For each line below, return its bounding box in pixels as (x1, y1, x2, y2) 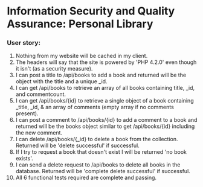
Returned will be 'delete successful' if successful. (15, 142, 140, 149)
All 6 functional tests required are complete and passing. (15, 174, 156, 182)
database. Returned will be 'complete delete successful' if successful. (15, 168, 191, 175)
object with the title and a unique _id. (15, 78, 108, 85)
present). (15, 110, 39, 117)
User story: (7, 39, 41, 47)
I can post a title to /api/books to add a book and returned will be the (15, 71, 187, 79)
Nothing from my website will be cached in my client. (15, 52, 148, 60)
